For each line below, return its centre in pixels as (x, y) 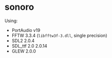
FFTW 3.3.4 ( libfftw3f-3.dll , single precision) (59, 35)
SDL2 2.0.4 (23, 40)
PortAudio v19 (26, 30)
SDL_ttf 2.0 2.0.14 (29, 46)
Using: (11, 21)
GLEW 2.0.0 (24, 51)
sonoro (19, 7)
